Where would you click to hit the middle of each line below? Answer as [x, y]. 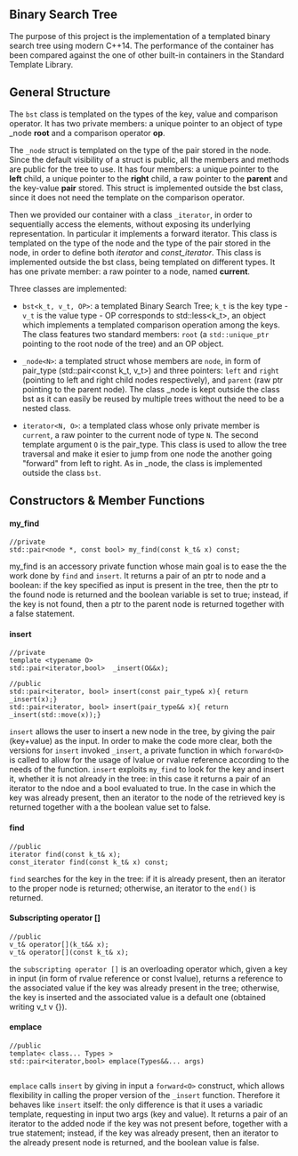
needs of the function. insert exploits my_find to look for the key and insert [147, 770]
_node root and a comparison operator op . [88, 133]
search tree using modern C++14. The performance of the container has [141, 45]
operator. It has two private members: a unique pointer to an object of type [146, 123]
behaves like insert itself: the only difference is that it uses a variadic [136, 1105]
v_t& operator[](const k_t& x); [69, 952]
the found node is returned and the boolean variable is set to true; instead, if [149, 594]
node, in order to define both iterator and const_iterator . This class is [135, 252]
